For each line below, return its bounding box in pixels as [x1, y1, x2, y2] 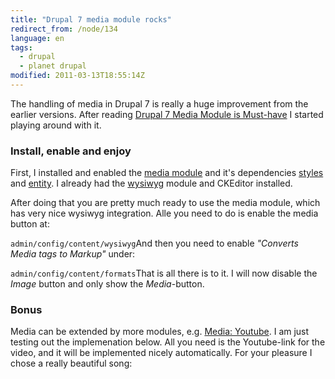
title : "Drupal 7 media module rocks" [10, 14, 172, 25]
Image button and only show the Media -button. [10, 278, 205, 290]
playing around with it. [10, 119, 102, 131]
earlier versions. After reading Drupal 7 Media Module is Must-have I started [10, 108, 324, 120]
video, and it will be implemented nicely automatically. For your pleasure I [10, 347, 313, 359]
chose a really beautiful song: [10, 357, 133, 370]
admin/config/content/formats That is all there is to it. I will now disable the [10, 267, 318, 280]
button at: [10, 218, 50, 230]
